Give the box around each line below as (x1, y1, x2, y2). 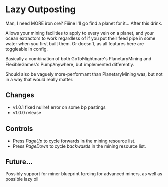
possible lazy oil (5, 176, 39, 182)
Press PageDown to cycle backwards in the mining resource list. (12, 143, 146, 149)
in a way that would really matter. (5, 76, 74, 82)
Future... (5, 157, 33, 166)
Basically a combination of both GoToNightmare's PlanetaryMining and (5, 55, 152, 61)
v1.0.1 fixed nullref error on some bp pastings (12, 104, 106, 110)
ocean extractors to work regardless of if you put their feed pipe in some (5, 35, 156, 41)
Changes (5, 91, 34, 99)
